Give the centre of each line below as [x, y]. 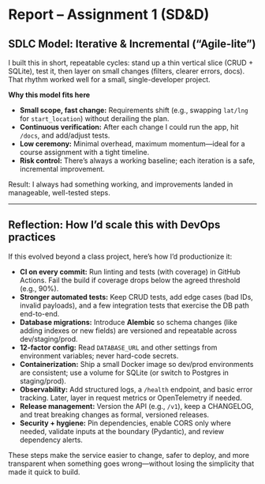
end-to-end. [39, 313]
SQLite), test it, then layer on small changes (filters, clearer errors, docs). [127, 71]
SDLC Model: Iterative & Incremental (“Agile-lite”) [132, 44]
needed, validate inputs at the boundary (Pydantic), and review [122, 431]
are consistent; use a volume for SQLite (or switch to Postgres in [124, 372]
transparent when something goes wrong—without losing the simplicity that [131, 463]
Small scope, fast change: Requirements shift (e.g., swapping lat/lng [134, 110]
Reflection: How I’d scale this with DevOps [114, 225]
